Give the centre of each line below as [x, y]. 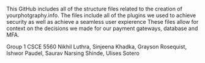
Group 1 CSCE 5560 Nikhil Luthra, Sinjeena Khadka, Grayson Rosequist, [97, 46]
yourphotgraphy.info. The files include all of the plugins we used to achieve [101, 15]
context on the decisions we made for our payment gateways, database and [102, 28]
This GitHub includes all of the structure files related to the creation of [94, 9]
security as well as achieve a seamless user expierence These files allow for [102, 22]
